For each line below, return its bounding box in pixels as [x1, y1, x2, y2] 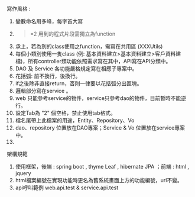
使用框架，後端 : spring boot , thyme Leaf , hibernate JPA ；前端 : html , [15, 163, 190, 170]
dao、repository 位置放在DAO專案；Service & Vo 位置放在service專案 [15, 124, 185, 131]
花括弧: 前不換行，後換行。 [15, 73, 81, 79]
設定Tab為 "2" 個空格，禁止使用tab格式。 [15, 109, 116, 117]
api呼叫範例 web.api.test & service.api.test [15, 184, 119, 191]
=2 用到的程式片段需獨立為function [30, 30, 116, 37]
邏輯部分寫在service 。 [15, 88, 71, 94]
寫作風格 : [6, 5, 31, 12]
